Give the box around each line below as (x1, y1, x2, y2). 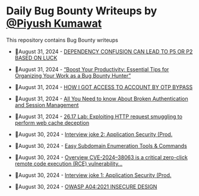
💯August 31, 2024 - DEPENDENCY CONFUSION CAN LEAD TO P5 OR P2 (14, 48, 193, 55)
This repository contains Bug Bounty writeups (6, 36, 119, 43)
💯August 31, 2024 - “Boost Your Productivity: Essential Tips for (14, 65, 169, 72)
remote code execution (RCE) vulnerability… (14, 160, 123, 167)
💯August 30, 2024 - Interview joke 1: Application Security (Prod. (14, 171, 172, 179)
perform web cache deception (14, 119, 90, 126)
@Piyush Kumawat (6, 17, 102, 30)
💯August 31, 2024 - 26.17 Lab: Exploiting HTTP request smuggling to (14, 113, 183, 120)
